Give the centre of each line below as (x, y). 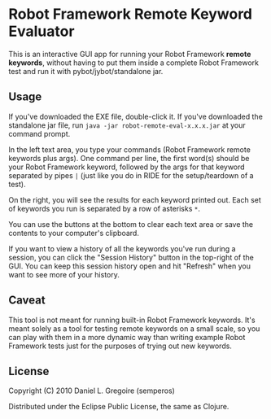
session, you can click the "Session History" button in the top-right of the (131, 257)
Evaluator (42, 31)
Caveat (27, 301)
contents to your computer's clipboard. (74, 233)
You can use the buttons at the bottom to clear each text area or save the (131, 224)
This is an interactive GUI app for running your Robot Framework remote (130, 54)
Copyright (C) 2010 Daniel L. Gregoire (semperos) (92, 391)
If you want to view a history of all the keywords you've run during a (122, 248)
